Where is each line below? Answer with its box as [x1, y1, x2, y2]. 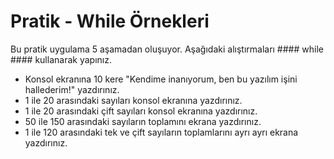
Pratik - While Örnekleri [10, 10, 210, 33]
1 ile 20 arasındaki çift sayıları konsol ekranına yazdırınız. [24, 105, 258, 117]
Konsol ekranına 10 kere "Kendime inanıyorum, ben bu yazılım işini [24, 73, 298, 85]
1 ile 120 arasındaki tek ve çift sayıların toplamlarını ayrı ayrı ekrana [24, 126, 299, 138]
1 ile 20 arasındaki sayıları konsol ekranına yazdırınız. [24, 94, 243, 106]
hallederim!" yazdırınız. [24, 83, 120, 95]
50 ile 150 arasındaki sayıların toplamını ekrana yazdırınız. [24, 115, 262, 127]
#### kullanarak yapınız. [10, 53, 112, 65]
